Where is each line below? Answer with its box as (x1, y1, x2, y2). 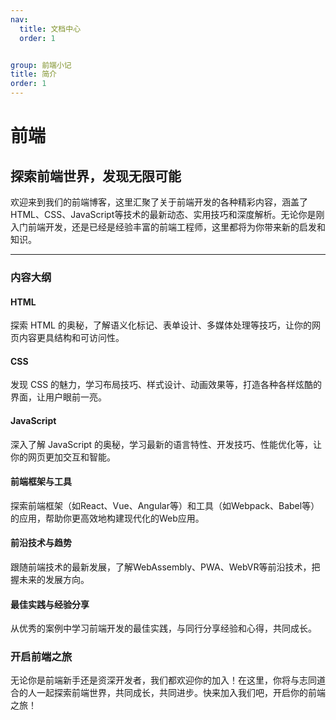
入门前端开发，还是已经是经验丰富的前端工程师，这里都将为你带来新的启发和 (10, 221, 326, 233)
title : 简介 (10, 69, 57, 80)
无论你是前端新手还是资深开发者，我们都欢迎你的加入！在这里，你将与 (10, 674, 300, 686)
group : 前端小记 (10, 60, 72, 70)
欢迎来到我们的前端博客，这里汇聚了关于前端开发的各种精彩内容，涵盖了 (10, 196, 308, 208)
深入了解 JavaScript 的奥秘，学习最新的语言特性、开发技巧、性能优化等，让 (10, 438, 323, 450)
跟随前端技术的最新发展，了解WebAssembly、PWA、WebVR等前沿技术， (10, 561, 312, 573)
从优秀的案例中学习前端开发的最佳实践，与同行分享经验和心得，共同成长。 (10, 622, 317, 635)
